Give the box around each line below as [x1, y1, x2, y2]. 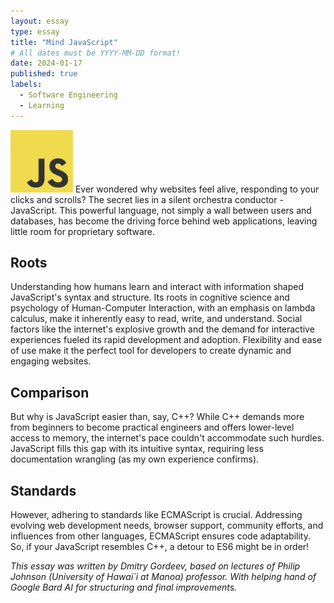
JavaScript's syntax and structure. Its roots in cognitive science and [10, 291, 290, 304]
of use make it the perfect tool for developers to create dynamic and [10, 345, 292, 357]
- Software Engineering [19, 90, 118, 100]
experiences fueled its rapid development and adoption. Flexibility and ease [10, 334, 323, 346]
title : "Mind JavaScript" [10, 37, 118, 47]
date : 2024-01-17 [10, 58, 83, 69]
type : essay [10, 26, 60, 37]
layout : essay [10, 16, 70, 26]
